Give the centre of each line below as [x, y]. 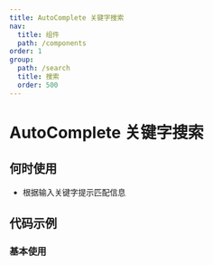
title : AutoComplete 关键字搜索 [67, 18]
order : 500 [38, 85]
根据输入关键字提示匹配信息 [74, 192]
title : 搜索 [39, 77]
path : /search [44, 69]
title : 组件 [39, 34]
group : [22, 60]
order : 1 [26, 52]
